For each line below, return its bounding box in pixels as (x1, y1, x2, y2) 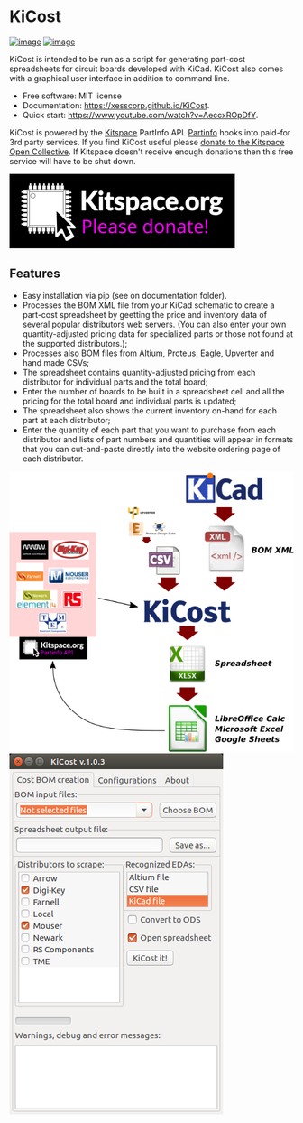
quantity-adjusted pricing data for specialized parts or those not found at (22, 328, 294, 339)
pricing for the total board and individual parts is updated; (22, 395, 237, 406)
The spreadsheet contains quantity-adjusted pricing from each (22, 367, 256, 377)
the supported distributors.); (22, 338, 128, 348)
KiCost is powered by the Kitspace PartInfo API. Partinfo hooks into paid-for (9, 126, 291, 137)
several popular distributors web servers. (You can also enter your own (22, 319, 287, 329)
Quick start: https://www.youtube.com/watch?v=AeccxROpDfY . (22, 109, 259, 120)
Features (9, 266, 60, 282)
